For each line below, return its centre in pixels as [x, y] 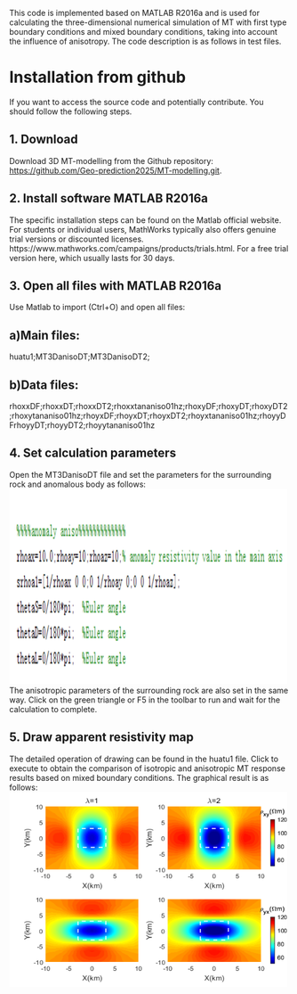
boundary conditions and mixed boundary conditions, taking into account [144, 32]
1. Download [44, 140]
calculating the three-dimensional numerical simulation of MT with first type [148, 22]
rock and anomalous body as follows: [78, 484]
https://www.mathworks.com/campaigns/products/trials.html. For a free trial [149, 248]
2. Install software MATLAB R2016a [109, 198]
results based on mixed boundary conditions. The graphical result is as [139, 777]
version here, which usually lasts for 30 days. [92, 258]
